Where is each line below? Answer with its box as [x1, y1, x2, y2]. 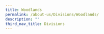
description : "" [5, 16, 40, 21]
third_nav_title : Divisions [5, 21, 65, 26]
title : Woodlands [5, 7, 42, 12]
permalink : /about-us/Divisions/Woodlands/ [5, 12, 99, 17]
